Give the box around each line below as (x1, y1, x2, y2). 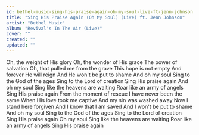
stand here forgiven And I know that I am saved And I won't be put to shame (6, 103, 192, 110)
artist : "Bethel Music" (6, 20, 66, 26)
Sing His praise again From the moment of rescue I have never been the (6, 90, 183, 97)
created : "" (6, 36, 36, 42)
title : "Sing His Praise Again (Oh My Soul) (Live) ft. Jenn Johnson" (6, 14, 185, 20)
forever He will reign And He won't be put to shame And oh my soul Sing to (6, 71, 191, 78)
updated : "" (6, 42, 36, 48)
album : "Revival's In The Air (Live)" (6, 25, 102, 32)
